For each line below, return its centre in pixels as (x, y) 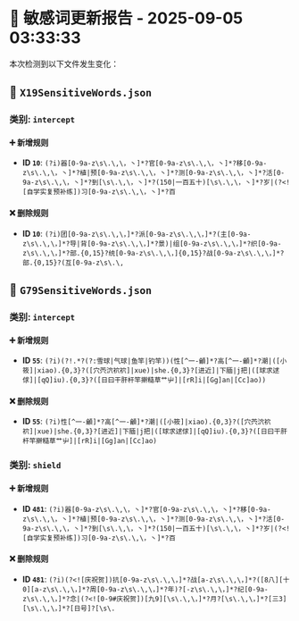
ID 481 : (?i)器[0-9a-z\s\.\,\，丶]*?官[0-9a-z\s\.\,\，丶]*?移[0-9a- (146, 508)
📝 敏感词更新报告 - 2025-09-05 (126, 18)
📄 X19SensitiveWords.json (81, 92)
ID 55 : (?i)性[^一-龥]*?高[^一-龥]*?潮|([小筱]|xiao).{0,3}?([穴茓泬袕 (146, 422)
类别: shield (35, 466)
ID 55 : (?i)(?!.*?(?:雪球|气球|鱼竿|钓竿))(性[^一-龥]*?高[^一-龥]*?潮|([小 (154, 361)
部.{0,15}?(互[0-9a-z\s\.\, (73, 263)
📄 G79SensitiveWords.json (81, 290)
